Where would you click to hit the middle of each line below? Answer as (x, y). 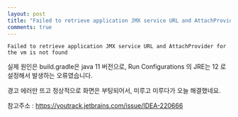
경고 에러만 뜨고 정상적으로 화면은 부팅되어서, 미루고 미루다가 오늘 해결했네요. (114, 91)
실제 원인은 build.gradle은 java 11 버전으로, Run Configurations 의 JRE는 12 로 (117, 67)
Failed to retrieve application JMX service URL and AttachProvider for (117, 47)
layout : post (27, 14)
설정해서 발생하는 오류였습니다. (50, 76)
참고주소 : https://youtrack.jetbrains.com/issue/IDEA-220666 (95, 106)
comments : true (30, 27)
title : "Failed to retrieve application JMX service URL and (100, 21)
